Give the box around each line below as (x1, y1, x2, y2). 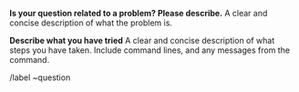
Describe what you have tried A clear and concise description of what (9, 36, 275, 46)
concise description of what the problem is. (9, 17, 173, 28)
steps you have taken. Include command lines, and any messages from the (9, 45, 290, 56)
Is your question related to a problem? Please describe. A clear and (9, 8, 268, 18)
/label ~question (9, 72, 71, 83)
